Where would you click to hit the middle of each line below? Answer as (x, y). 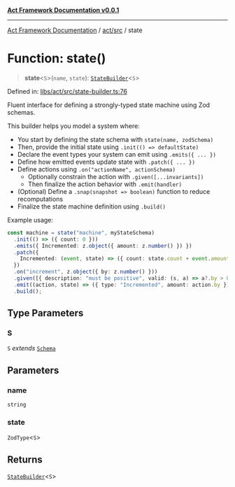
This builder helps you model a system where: (73, 126)
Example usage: (30, 220)
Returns (25, 459)
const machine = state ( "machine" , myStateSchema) (81, 233)
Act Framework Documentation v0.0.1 (63, 10)
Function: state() (57, 58)
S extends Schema (31, 348)
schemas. (21, 112)
